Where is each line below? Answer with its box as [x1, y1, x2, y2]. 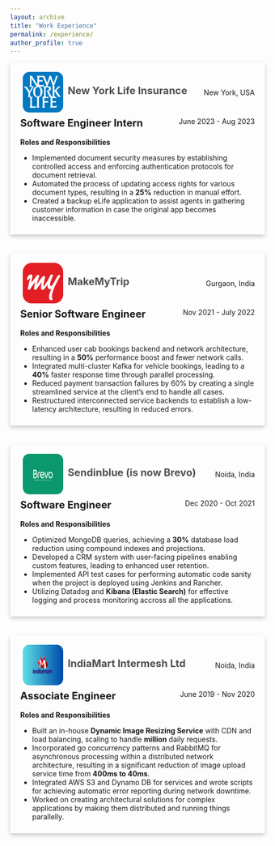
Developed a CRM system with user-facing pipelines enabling [32, 552, 238, 562]
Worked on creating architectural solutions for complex [32, 795, 216, 805]
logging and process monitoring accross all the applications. [32, 596, 234, 605]
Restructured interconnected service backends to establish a [32, 395, 235, 405]
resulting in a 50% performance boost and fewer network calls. [32, 352, 244, 362]
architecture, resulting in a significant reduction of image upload [32, 760, 246, 770]
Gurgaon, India [205, 278, 255, 288]
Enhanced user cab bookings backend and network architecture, [32, 344, 248, 354]
